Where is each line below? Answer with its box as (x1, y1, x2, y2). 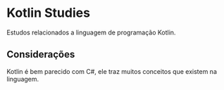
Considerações (6, 49, 75, 60)
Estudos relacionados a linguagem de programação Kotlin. (6, 28, 176, 37)
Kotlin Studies (6, 5, 91, 21)
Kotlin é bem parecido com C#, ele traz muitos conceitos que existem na (6, 67, 218, 75)
